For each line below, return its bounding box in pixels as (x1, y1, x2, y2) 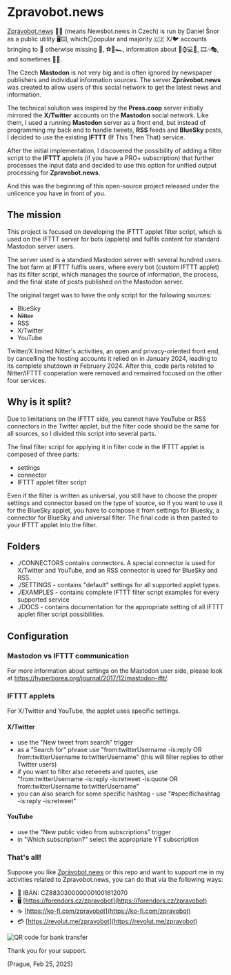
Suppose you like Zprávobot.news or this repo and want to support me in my (7, 868, 225, 876)
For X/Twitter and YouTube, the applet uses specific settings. (7, 707, 181, 715)
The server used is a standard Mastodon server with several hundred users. (7, 255, 223, 264)
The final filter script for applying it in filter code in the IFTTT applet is (7, 442, 205, 451)
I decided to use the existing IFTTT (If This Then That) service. (7, 132, 185, 141)
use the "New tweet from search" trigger (17, 738, 133, 746)
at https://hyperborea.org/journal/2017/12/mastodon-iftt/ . (7, 674, 169, 682)
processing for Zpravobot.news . (7, 168, 101, 177)
